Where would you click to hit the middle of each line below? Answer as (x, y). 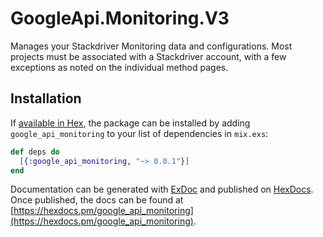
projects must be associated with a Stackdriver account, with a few (148, 56)
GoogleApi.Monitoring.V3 (120, 18)
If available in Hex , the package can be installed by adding (130, 123)
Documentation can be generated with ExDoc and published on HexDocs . (162, 189)
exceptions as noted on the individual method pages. (119, 67)
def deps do (35, 152)
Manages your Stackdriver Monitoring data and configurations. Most (151, 46)
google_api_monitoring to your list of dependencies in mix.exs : (139, 133)
